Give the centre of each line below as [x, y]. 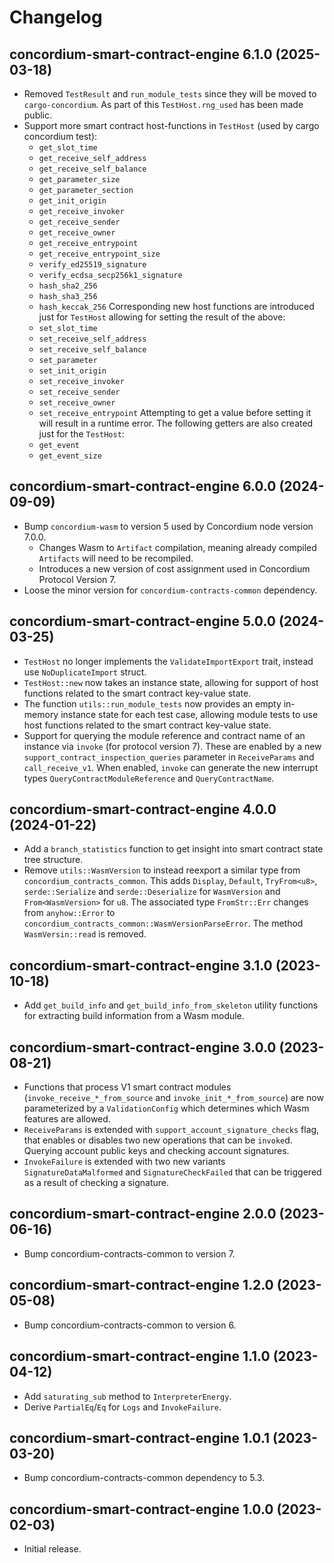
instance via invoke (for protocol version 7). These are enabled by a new [172, 746]
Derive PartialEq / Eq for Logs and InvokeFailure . [122, 1407]
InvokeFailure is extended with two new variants [124, 1162]
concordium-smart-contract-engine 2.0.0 [143, 1214]
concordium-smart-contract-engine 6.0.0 [143, 486]
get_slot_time [68, 148]
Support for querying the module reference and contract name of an [164, 735]
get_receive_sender [79, 222]
